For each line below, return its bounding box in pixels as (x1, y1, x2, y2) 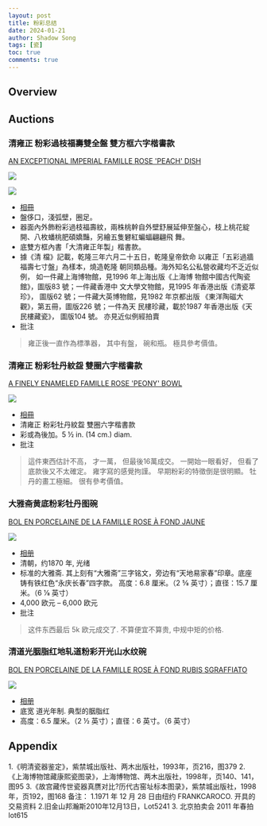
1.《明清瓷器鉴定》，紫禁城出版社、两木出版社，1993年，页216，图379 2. (8, 762, 246, 771)
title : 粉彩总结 (8, 19, 57, 27)
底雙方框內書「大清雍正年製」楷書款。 (19, 241, 145, 251)
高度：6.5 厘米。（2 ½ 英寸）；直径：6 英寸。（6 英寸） (19, 716, 195, 725)
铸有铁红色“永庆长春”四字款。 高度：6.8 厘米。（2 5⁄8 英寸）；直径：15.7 (19, 577, 249, 588)
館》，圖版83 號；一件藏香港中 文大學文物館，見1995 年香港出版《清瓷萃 (19, 281, 256, 291)
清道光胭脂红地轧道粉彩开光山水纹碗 (8, 647, 147, 658)
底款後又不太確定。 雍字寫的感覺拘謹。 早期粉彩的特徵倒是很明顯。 (27, 466, 248, 477)
